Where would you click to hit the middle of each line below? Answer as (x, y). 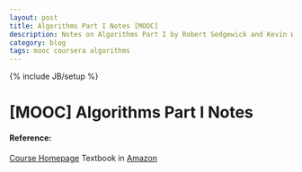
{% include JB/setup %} (54, 76)
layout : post (34, 17)
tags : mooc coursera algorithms (70, 51)
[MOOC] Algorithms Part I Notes (131, 112)
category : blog (38, 43)
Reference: (31, 138)
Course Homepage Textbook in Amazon (83, 158)
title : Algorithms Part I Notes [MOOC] (84, 26)
